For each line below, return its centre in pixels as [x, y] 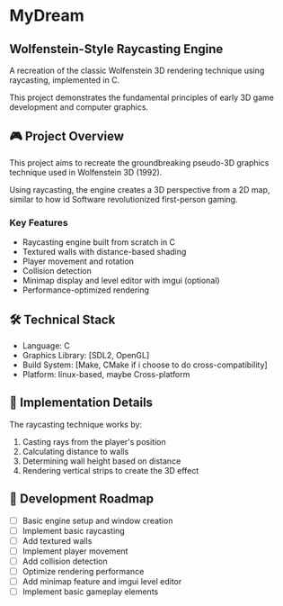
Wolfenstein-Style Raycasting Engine [116, 49]
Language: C [46, 345]
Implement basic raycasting [74, 530]
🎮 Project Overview [66, 136]
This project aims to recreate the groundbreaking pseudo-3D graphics [139, 162]
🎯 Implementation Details [81, 403]
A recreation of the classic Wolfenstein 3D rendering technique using [137, 70]
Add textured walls [57, 540]
